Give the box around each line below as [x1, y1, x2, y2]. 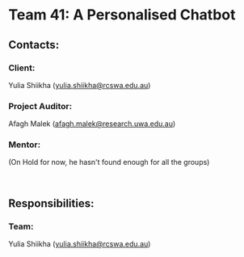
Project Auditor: [8, 100, 73, 112]
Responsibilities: [8, 196, 95, 210]
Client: [8, 62, 36, 74]
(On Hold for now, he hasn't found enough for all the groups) [8, 158, 210, 167]
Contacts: [8, 38, 60, 52]
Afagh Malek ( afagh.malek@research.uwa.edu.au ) [8, 119, 176, 128]
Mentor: [8, 139, 41, 150]
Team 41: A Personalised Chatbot [8, 6, 236, 24]
